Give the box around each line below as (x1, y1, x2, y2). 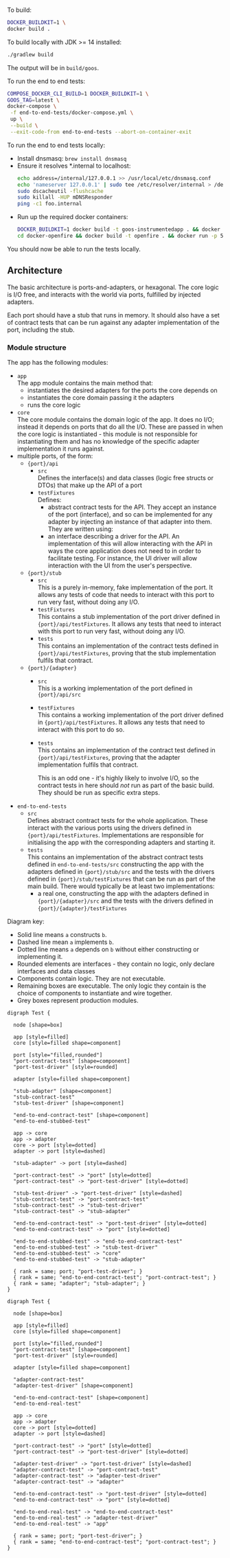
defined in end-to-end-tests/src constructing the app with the (27, 860, 205, 868)
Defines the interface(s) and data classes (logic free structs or (37, 473, 214, 482)
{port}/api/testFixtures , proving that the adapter (37, 753, 181, 761)
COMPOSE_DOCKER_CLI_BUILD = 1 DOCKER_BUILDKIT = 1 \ (7, 90, 149, 97)
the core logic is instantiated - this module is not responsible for (16, 429, 198, 438)
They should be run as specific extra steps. (37, 788, 160, 796)
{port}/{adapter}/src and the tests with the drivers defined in (37, 896, 214, 905)
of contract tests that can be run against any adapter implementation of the (7, 318, 220, 326)
